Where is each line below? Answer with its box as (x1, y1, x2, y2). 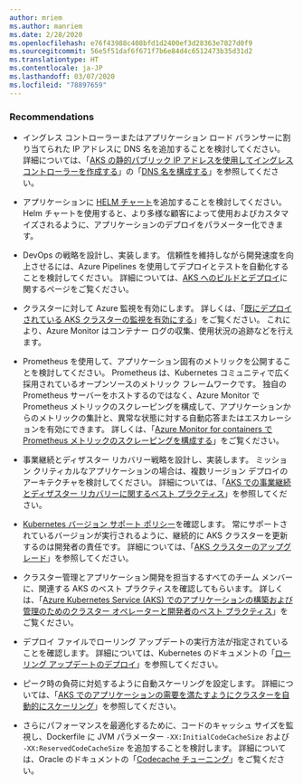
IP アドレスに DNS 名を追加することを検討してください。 (71, 143, 286, 154)
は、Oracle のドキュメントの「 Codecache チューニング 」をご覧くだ (22, 753, 278, 764)
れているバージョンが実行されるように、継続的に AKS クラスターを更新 (22, 530, 289, 541)
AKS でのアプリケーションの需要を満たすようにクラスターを (58, 689, 282, 700)
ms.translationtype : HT (9, 55, 99, 64)
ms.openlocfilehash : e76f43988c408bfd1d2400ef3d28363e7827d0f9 (9, 38, 253, 48)
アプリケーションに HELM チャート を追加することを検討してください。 (22, 196, 287, 207)
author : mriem (9, 13, 63, 23)
